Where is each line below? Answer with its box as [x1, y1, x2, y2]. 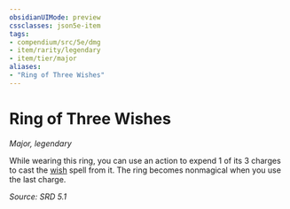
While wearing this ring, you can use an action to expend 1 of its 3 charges [9, 155, 281, 166]
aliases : [9, 63, 42, 72]
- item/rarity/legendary [9, 46, 101, 55]
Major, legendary [9, 138, 73, 149]
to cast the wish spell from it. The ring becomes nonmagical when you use [9, 165, 282, 175]
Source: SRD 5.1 [9, 191, 67, 202]
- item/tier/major [9, 54, 77, 63]
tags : [9, 29, 29, 38]
